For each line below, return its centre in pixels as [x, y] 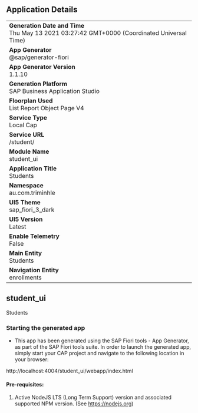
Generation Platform [38, 84]
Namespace [27, 185]
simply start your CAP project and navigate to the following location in [99, 353]
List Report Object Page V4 [47, 108]
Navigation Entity [34, 270]
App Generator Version [42, 67]
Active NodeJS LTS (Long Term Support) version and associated [93, 398]
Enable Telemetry [34, 236]
